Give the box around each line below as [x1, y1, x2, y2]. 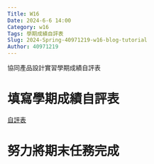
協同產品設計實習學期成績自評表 [7, 64, 101, 71]
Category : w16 [7, 23, 50, 30]
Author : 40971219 [7, 43, 59, 50]
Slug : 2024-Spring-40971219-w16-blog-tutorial [7, 37, 148, 44]
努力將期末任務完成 [7, 143, 120, 159]
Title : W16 [7, 10, 40, 18]
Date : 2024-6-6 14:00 [7, 17, 72, 24]
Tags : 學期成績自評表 [7, 30, 64, 37]
